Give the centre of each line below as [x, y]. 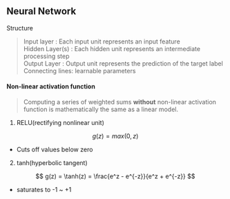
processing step [46, 56]
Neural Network [41, 11]
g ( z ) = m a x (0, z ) [115, 136]
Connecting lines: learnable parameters [79, 70]
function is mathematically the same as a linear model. [101, 109]
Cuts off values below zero [55, 150]
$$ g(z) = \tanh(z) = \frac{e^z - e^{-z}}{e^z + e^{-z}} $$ [115, 176]
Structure [20, 28]
